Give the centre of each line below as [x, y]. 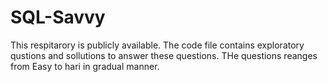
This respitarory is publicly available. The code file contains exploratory [157, 45]
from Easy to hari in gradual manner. [85, 66]
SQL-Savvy [58, 17]
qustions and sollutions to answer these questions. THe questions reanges [164, 55]
